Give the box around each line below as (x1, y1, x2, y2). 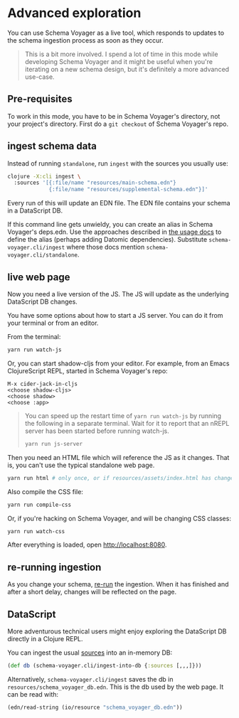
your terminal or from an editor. (7, 318, 99, 327)
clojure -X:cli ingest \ (7, 173, 81, 180)
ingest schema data (7, 140, 97, 152)
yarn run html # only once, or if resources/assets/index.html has (7, 474, 212, 481)
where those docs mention (66, 243, 145, 252)
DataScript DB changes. (7, 297, 78, 306)
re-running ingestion (7, 561, 102, 573)
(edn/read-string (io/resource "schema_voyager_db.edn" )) (7, 704, 183, 711)
